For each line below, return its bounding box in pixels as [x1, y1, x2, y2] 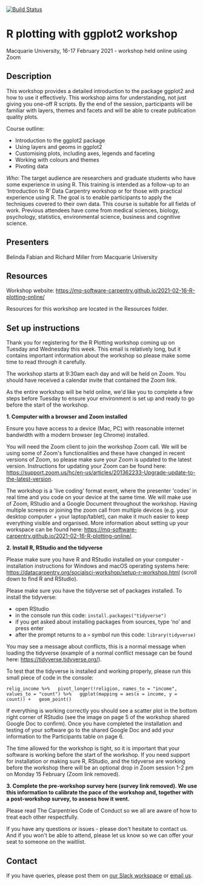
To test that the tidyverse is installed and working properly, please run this [6, 667, 191, 675]
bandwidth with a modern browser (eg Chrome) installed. [6, 432, 150, 439]
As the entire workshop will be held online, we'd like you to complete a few [6, 388, 193, 396]
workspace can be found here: [6, 526, 83, 533]
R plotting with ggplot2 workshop [6, 27, 178, 41]
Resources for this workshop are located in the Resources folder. [6, 305, 168, 312]
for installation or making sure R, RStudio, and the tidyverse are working [6, 757, 186, 765]
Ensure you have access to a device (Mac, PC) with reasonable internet [6, 425, 185, 432]
